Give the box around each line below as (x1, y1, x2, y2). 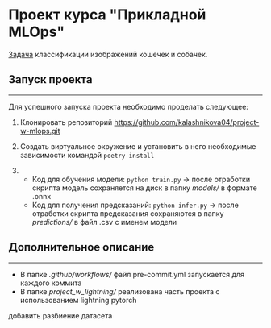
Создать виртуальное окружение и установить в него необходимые (19, 141, 256, 151)
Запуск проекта (8, 73, 93, 86)
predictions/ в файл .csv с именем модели (31, 217, 177, 226)
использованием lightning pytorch (19, 295, 137, 305)
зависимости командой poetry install (19, 150, 155, 160)
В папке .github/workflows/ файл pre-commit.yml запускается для (19, 269, 244, 279)
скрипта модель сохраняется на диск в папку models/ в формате (31, 183, 258, 193)
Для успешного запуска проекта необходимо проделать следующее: (8, 102, 248, 111)
